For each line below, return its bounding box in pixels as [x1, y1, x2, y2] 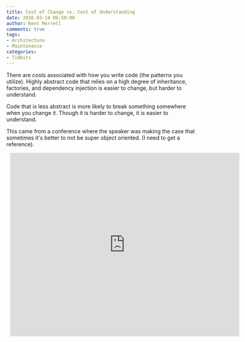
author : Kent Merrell [6, 20, 62, 26]
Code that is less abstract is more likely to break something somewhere [6, 102, 186, 110]
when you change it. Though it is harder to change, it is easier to [6, 109, 169, 116]
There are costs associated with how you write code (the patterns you [6, 71, 183, 78]
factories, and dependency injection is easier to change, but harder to [6, 84, 182, 92]
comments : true [6, 26, 45, 32]
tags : [6, 32, 20, 38]
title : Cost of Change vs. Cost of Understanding [6, 9, 136, 15]
